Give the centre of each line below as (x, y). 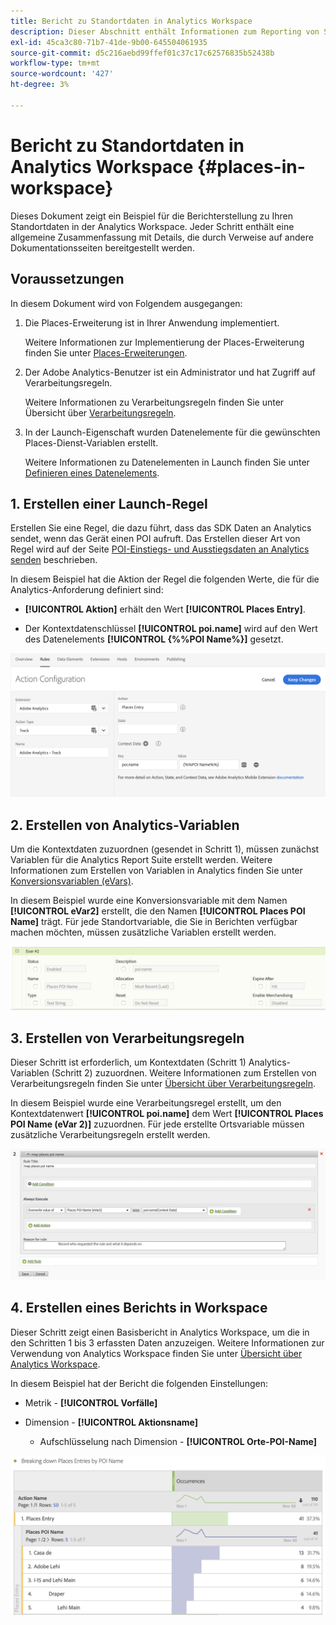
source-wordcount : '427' (62, 74)
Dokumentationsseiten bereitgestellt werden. (102, 247)
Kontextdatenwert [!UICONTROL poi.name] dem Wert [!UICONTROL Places (167, 1114)
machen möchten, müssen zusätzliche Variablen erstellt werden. (143, 932)
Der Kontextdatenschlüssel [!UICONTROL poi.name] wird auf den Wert (171, 629)
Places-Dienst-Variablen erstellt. (91, 442)
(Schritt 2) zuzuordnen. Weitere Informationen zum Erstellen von (184, 1073)
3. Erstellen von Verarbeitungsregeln (127, 1038)
